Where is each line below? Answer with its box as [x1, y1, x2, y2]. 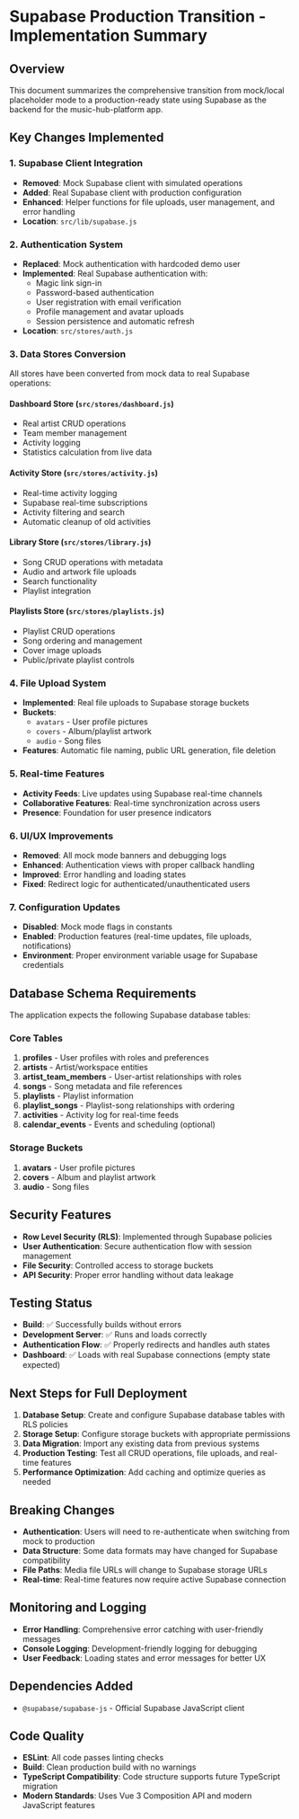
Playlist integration [22, 585, 92, 596]
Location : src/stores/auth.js [22, 325, 133, 336]
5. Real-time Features [9, 768, 105, 780]
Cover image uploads [22, 645, 101, 656]
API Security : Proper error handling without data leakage [22, 1269, 234, 1280]
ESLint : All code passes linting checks [22, 1752, 164, 1763]
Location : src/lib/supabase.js [22, 216, 137, 226]
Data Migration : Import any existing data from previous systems [22, 1438, 260, 1449]
